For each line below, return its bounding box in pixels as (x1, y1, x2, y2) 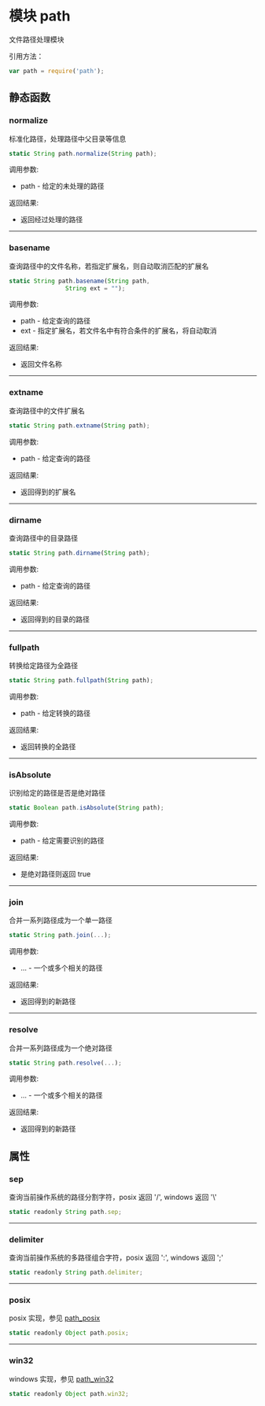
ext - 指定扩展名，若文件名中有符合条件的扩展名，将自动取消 (20, 326, 217, 335)
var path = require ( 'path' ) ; (9, 67, 105, 75)
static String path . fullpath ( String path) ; (9, 677, 154, 685)
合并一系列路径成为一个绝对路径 (9, 1043, 112, 1053)
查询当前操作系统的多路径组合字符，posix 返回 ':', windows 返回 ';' (9, 1253, 223, 1263)
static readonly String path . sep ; (9, 1209, 123, 1216)
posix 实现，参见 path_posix (9, 1313, 101, 1323)
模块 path (9, 7, 71, 25)
